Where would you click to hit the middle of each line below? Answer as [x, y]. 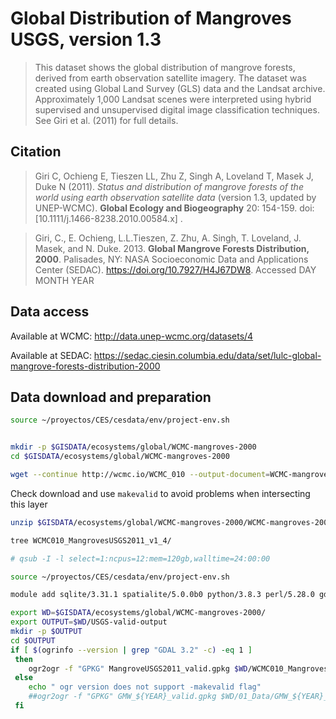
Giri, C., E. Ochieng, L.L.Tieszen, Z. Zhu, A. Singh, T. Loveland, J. [168, 238]
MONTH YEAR [64, 280]
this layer [29, 504]
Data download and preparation [111, 397]
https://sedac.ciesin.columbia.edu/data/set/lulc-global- [207, 355]
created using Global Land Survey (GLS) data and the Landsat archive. [180, 88]
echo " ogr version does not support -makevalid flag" [145, 687]
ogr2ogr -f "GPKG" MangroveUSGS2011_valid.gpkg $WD [138, 668]
